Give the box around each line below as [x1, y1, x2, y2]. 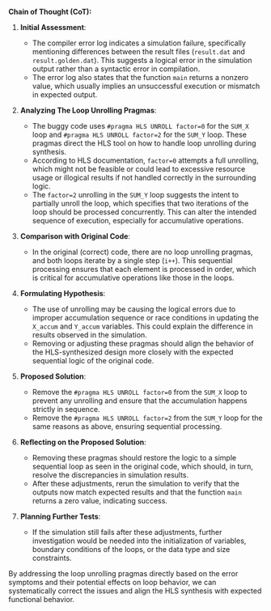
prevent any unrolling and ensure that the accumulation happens [32, 396, 248, 405]
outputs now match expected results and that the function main [32, 487, 243, 497]
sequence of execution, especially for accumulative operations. [32, 216, 244, 225]
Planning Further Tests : [19, 511, 101, 521]
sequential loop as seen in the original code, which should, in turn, [32, 461, 253, 471]
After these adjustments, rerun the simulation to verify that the [32, 479, 240, 488]
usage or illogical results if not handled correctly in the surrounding [32, 173, 256, 182]
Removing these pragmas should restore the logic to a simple [32, 453, 237, 462]
